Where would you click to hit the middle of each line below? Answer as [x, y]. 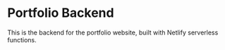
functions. [22, 39]
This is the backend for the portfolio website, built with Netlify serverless [113, 32]
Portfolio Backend [61, 13]
